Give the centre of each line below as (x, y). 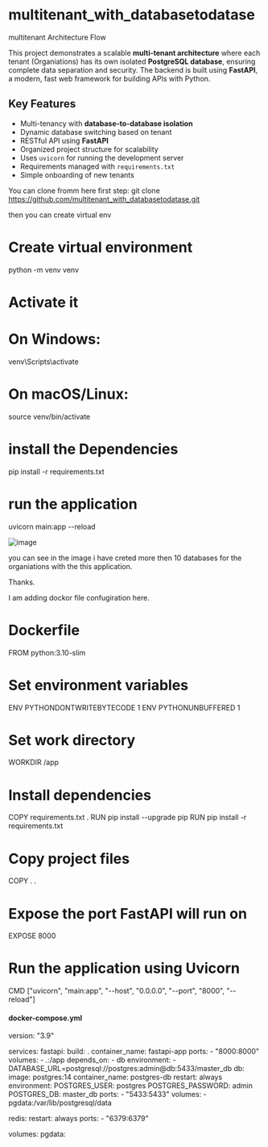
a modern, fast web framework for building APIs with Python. (109, 78)
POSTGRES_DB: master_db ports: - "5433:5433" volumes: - (107, 1095)
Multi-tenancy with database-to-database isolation (106, 123)
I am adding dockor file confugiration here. (79, 597)
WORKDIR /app (33, 762)
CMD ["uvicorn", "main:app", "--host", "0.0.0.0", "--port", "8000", (117, 991)
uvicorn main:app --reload (52, 526)
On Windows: (54, 339)
